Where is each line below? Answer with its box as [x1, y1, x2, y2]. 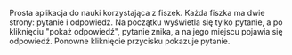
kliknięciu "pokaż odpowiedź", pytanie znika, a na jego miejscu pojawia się [9, 27, 283, 36]
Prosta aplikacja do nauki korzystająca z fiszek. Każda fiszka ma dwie [9, 8, 265, 18]
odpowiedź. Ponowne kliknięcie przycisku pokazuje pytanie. [9, 35, 231, 46]
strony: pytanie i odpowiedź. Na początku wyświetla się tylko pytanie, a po [9, 17, 283, 27]
